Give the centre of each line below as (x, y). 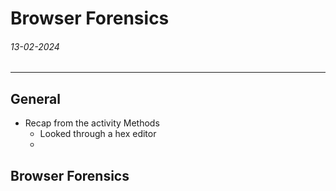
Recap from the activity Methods (92, 123)
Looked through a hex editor (98, 134)
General (36, 98)
